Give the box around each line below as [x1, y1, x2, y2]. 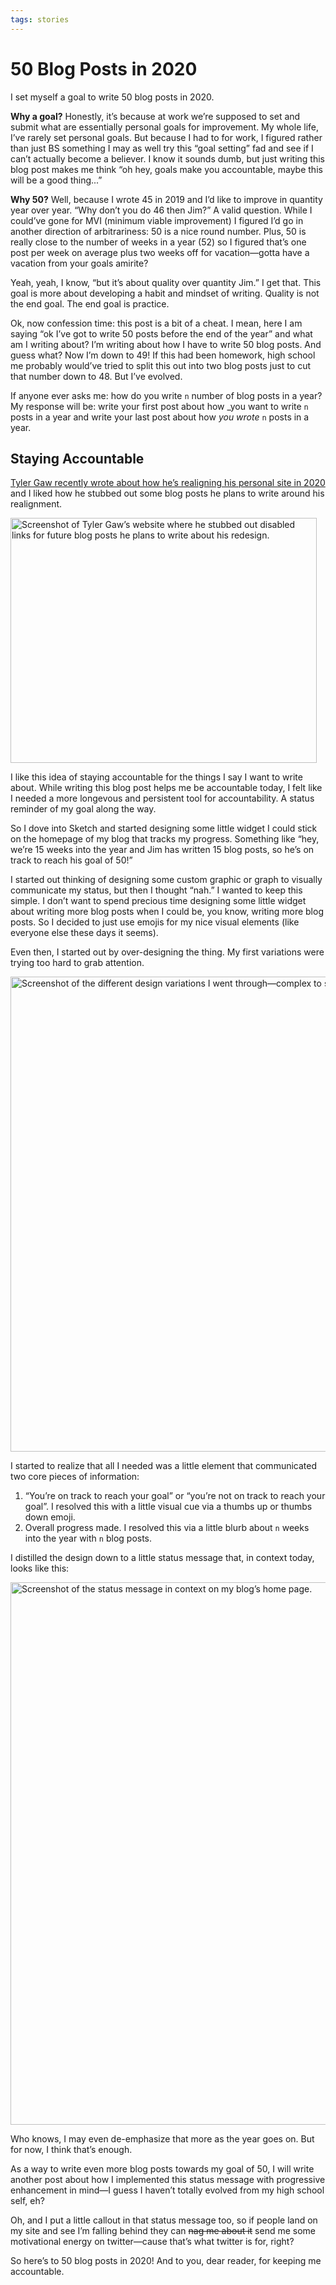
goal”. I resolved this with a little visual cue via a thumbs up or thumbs [24, 1501, 313, 1513]
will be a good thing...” [10, 174, 103, 186]
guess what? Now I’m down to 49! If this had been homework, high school [10, 349, 316, 361]
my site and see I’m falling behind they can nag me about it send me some [10, 2225, 317, 2237]
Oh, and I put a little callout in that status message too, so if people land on [10, 2214, 318, 2226]
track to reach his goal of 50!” [10, 854, 133, 866]
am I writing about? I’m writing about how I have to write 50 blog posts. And [10, 338, 322, 350]
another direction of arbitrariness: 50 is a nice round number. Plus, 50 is [10, 225, 307, 237]
